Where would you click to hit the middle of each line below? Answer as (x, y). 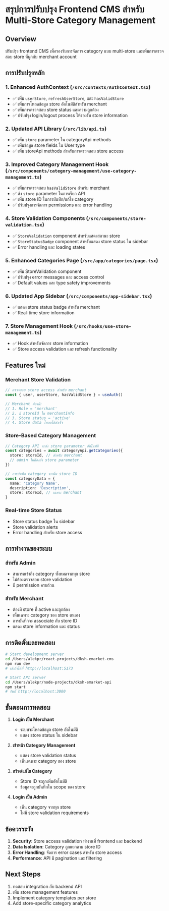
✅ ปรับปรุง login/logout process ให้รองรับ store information (70, 115)
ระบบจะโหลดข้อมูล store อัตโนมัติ (49, 729)
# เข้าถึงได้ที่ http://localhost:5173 (39, 668)
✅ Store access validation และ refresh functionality (65, 349)
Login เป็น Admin (30, 797)
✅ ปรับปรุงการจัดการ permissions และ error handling (62, 205)
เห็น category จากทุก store (45, 807)
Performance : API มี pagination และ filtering (57, 858)
